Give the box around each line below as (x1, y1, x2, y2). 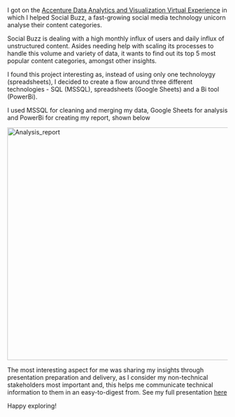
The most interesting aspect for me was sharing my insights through (7, 366, 204, 374)
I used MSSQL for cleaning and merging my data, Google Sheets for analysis (7, 106, 228, 114)
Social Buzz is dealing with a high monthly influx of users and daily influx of (7, 34, 225, 43)
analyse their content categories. (7, 21, 103, 29)
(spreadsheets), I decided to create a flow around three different (7, 78, 193, 86)
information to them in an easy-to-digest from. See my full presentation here (7, 388, 227, 396)
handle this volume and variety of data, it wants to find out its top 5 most (7, 49, 216, 57)
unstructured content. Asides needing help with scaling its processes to (7, 42, 214, 50)
